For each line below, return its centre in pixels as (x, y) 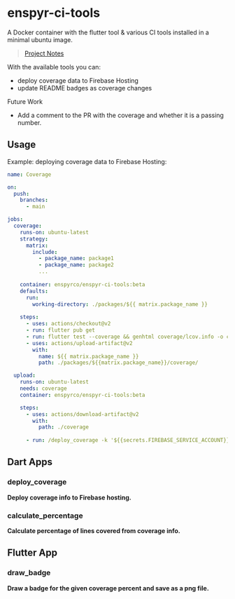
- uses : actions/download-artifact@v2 (82, 414)
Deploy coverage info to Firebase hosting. (69, 497)
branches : (34, 200)
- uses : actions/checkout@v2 (68, 324)
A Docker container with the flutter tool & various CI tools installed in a (108, 32)
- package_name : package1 (76, 258)
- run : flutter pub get (60, 330)
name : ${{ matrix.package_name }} (88, 356)
